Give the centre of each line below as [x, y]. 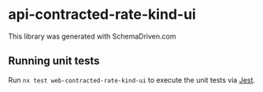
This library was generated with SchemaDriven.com [92, 36]
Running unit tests [54, 61]
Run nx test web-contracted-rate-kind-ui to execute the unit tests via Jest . [132, 79]
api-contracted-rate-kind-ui [102, 15]
